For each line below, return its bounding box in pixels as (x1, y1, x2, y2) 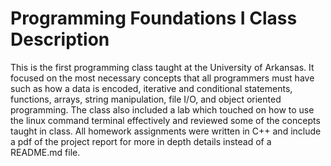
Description (10, 28, 110, 51)
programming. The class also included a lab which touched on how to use (10, 103, 315, 116)
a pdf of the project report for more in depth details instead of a (10, 135, 272, 147)
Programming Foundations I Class (10, 7, 298, 30)
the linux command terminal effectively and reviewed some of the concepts (10, 114, 321, 126)
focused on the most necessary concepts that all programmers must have (10, 72, 315, 84)
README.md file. (10, 146, 81, 158)
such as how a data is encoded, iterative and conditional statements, (10, 82, 293, 94)
